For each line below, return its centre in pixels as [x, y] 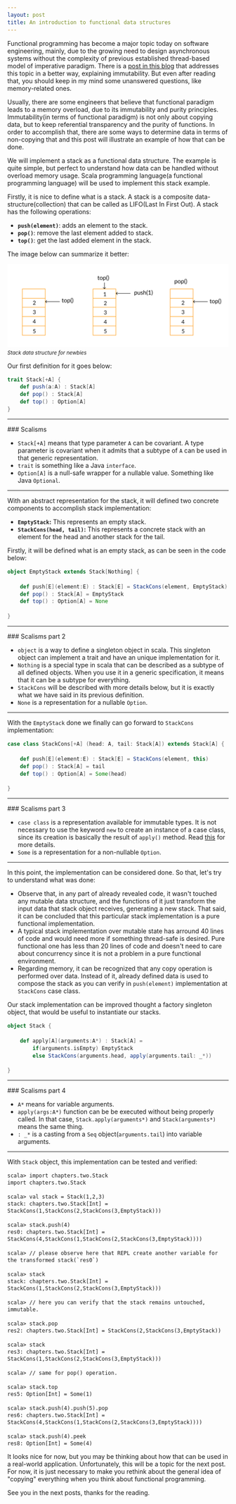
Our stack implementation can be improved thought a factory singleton [110, 1005]
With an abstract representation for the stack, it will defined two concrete [113, 500]
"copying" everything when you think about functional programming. [106, 1479]
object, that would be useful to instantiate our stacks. [84, 1012]
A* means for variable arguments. [66, 1104]
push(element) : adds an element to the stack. [83, 225]
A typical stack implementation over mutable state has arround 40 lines [120, 931]
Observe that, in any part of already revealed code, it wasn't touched [117, 894]
